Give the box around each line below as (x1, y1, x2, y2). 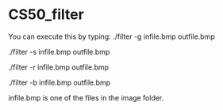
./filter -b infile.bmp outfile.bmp (8, 78, 111, 87)
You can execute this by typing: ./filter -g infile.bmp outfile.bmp (8, 32, 216, 41)
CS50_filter (8, 6, 85, 24)
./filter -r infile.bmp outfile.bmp (8, 62, 110, 72)
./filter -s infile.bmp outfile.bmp (8, 47, 110, 56)
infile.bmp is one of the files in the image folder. (8, 93, 164, 102)
